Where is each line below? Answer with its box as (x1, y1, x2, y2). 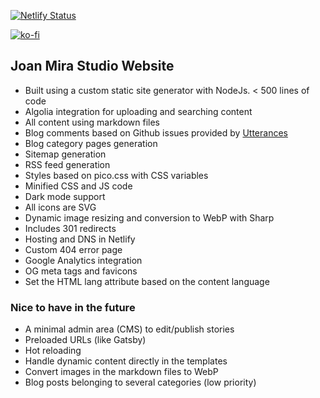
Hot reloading (24, 345, 82, 357)
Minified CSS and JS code (24, 180, 133, 192)
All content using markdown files (24, 116, 160, 128)
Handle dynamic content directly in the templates (24, 355, 228, 367)
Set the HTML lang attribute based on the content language (24, 275, 270, 287)
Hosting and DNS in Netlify (24, 233, 136, 245)
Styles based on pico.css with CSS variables (24, 169, 209, 181)
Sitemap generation (24, 148, 107, 160)
